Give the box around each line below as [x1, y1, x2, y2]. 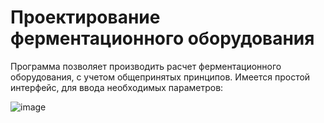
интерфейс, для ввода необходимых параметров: [10, 81, 224, 93]
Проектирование [10, 6, 161, 29]
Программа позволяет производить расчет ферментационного [10, 60, 282, 72]
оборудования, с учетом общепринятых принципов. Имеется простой [10, 71, 311, 83]
